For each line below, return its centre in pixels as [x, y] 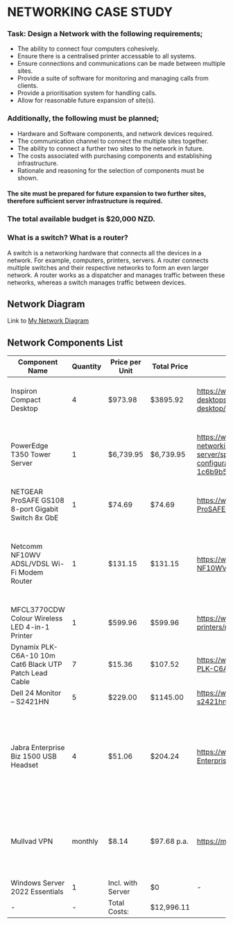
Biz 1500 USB [34, 756]
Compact [26, 400]
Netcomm [27, 547]
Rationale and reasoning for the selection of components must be [111, 170]
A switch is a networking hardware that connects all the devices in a [104, 253]
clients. [27, 86]
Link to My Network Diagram [48, 321]
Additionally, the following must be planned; [83, 119]
